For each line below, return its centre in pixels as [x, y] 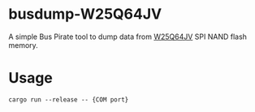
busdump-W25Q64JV [85, 14]
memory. [23, 45]
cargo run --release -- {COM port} [69, 99]
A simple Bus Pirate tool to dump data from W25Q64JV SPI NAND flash [128, 37]
